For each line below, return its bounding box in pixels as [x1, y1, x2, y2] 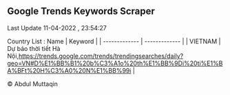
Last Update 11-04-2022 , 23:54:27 [7, 23, 107, 32]
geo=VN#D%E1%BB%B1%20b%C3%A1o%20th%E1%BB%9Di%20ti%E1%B [7, 59, 223, 67]
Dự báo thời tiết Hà [7, 44, 61, 52]
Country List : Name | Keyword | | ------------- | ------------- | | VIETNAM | [7, 37, 221, 45]
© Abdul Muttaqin [7, 79, 59, 88]
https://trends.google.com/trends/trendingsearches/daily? [18, 52, 184, 60]
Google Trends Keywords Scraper [7, 6, 155, 17]
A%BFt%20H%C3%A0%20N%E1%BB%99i [7, 66, 132, 74]
